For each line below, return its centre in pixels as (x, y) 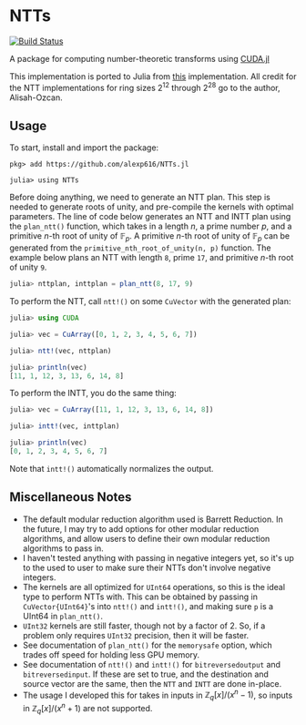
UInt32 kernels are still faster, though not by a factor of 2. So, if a (144, 626)
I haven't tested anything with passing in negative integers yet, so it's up (158, 557)
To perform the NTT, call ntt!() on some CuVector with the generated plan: (150, 301)
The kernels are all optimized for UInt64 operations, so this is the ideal (153, 587)
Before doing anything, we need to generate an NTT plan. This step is (140, 198)
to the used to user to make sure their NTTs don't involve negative (147, 567)
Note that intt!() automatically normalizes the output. (112, 468)
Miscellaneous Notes (71, 497)
